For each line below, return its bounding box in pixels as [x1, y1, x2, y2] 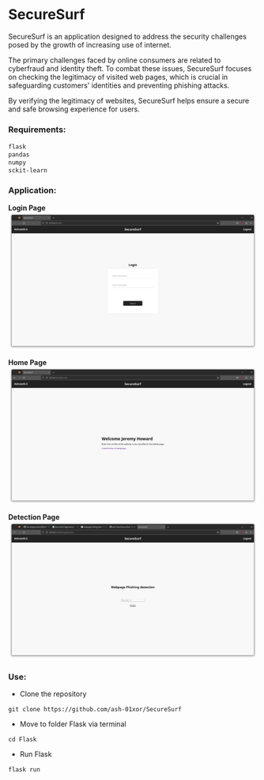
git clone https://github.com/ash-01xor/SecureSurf [8, 706, 182, 714]
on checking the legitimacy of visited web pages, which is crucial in [8, 72, 228, 81]
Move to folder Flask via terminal [19, 719, 126, 729]
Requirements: [8, 124, 66, 135]
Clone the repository [19, 689, 87, 699]
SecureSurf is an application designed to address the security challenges [8, 32, 247, 41]
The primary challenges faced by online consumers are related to [8, 55, 221, 65]
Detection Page [8, 512, 60, 522]
